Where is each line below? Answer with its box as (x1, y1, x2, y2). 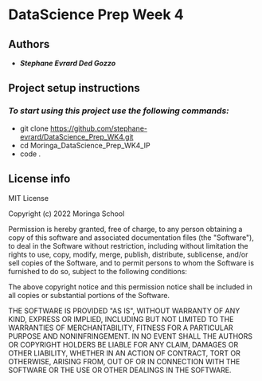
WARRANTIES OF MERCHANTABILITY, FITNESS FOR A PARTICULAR (8, 323, 233, 332)
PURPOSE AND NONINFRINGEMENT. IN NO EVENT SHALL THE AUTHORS (8, 331, 253, 340)
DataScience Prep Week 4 (8, 6, 185, 24)
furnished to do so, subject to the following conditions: (8, 266, 187, 276)
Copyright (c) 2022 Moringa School (8, 209, 125, 218)
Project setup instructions (8, 81, 141, 95)
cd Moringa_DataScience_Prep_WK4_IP (19, 140, 151, 150)
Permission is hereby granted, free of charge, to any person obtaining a (8, 224, 243, 234)
